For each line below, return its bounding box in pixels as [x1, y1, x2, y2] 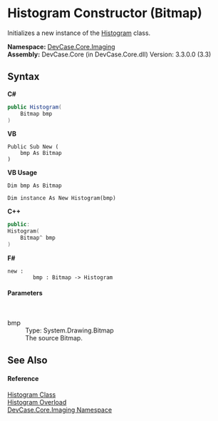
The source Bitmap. [25, 334, 83, 343]
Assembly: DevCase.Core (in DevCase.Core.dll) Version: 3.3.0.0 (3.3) [7, 50, 212, 59]
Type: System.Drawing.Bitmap [25, 326, 114, 335]
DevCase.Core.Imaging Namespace [7, 405, 113, 414]
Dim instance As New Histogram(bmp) [7, 195, 116, 202]
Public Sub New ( [7, 143, 59, 151]
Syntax [7, 71, 40, 83]
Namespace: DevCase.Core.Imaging [7, 42, 115, 51]
